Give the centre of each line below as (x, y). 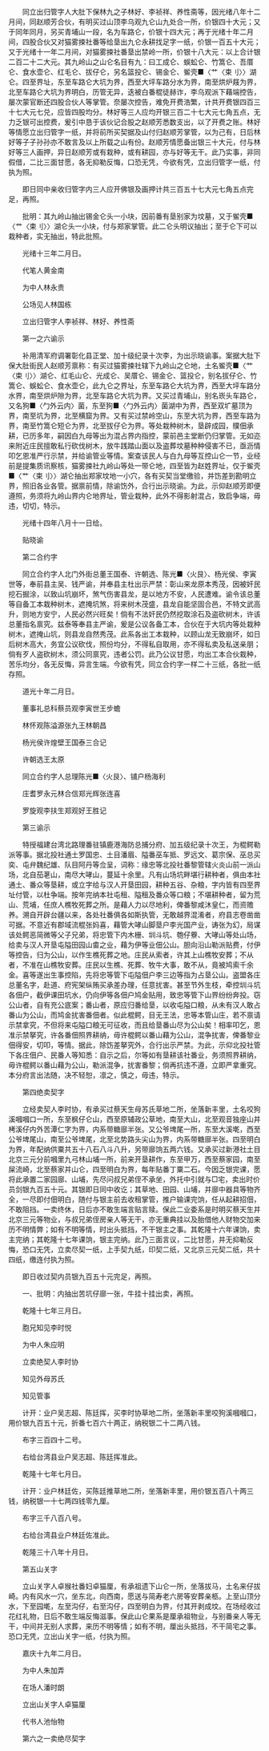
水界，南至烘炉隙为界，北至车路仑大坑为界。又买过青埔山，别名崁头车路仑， (134, 396)
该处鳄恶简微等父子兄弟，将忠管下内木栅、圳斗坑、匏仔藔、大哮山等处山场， (134, 935)
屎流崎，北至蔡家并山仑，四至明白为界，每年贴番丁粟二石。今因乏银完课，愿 (134, 1169)
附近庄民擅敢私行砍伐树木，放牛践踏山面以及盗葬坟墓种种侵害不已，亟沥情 (138, 446)
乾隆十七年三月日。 (54, 1310)
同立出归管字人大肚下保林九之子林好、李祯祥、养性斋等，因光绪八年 (134, 12)
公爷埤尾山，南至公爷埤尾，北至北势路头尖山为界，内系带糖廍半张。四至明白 (134, 1139)
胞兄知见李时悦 (47, 1328)
